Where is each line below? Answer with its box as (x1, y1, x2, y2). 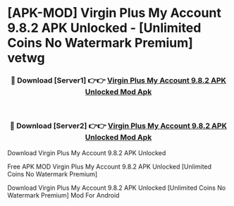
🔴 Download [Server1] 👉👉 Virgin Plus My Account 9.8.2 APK (10, 75, 227, 85)
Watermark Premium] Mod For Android (7, 190, 120, 199)
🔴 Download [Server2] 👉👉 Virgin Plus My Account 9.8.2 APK (9, 121, 228, 131)
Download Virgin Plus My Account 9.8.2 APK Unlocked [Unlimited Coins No (7, 183, 226, 192)
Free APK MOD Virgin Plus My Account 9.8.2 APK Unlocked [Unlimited (7, 162, 212, 171)
